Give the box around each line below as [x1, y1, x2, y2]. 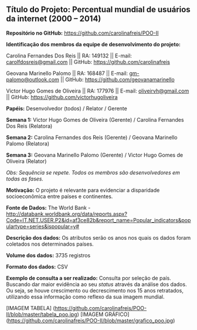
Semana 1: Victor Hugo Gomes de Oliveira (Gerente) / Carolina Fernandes [6, 116, 184, 123]
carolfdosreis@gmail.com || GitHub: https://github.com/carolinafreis [6, 58, 170, 65]
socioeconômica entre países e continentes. [6, 193, 113, 200]
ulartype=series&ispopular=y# [6, 223, 80, 230]
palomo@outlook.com [6, 76, 60, 83]
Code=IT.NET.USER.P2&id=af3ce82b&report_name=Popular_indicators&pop [6, 216, 191, 223]
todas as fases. [6, 175, 44, 182]
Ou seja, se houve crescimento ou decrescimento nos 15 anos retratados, [6, 287, 184, 294]
